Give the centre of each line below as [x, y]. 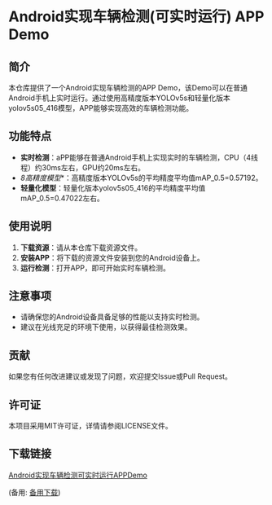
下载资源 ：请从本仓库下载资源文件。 [81, 247]
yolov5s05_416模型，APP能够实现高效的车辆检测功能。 [101, 108]
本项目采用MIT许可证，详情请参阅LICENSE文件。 [90, 426]
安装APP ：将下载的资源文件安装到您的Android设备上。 [112, 257]
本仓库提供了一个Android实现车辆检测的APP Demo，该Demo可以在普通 [128, 88]
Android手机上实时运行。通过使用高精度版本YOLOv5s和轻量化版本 [119, 98]
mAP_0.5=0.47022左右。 [62, 198]
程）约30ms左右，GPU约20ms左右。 [82, 167]
